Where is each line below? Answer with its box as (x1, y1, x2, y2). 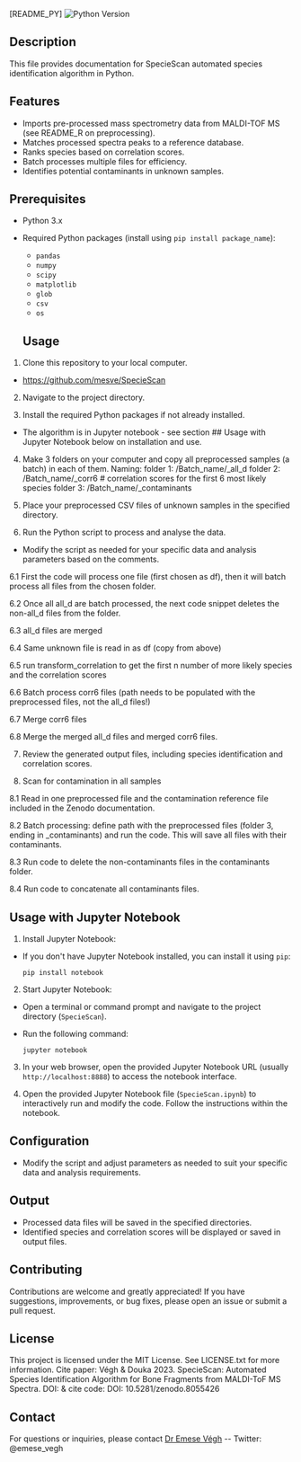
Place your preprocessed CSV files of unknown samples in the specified (22, 500, 290, 511)
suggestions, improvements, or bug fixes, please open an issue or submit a (9, 1295, 288, 1307)
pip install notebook (22, 969, 103, 978)
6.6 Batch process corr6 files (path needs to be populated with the (9, 687, 256, 698)
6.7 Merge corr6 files (9, 714, 87, 725)
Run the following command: (22, 1029, 128, 1040)
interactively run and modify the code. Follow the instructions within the (22, 1098, 288, 1109)
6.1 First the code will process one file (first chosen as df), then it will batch (9, 572, 287, 582)
